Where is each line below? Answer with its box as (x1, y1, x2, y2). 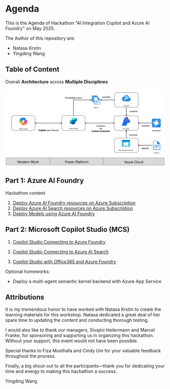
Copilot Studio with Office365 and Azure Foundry (12, 258, 117, 264)
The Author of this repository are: (5, 35, 75, 41)
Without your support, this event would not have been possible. (5, 338, 138, 344)
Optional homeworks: (5, 268, 50, 275)
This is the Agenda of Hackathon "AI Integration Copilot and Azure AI (5, 20, 150, 26)
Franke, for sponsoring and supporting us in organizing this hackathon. (5, 333, 154, 339)
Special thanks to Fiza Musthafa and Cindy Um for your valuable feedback (5, 348, 161, 354)
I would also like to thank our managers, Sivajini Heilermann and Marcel (5, 327, 155, 333)
